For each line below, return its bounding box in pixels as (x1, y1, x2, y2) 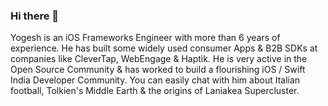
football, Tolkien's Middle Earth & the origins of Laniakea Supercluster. (10, 85, 300, 97)
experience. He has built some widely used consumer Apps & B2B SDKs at (10, 42, 318, 54)
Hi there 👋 (10, 9, 60, 23)
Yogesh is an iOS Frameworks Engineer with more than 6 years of (10, 32, 281, 44)
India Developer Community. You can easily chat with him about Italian (10, 74, 301, 86)
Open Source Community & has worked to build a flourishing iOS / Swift (10, 64, 306, 76)
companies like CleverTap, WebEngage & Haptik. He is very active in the (10, 53, 308, 65)
